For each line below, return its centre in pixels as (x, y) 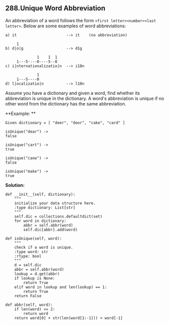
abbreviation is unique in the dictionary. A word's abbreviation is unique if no (85, 98)
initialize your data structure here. (55, 203)
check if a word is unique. (44, 247)
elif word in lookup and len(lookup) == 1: (61, 287)
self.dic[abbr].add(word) (51, 230)
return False (28, 296)
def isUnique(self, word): (34, 238)
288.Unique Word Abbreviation (55, 8)
